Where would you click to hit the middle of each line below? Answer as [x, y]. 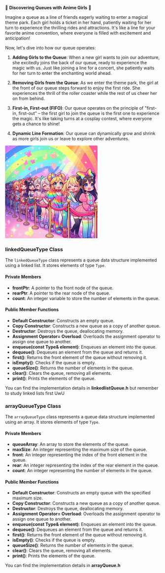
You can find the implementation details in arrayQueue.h [63, 566]
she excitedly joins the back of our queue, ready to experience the [80, 63]
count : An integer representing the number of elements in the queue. [82, 471]
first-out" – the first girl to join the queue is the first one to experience [89, 113]
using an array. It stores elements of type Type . [52, 422]
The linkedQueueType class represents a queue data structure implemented [81, 260]
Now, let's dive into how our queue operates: [50, 48]
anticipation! [18, 38]
